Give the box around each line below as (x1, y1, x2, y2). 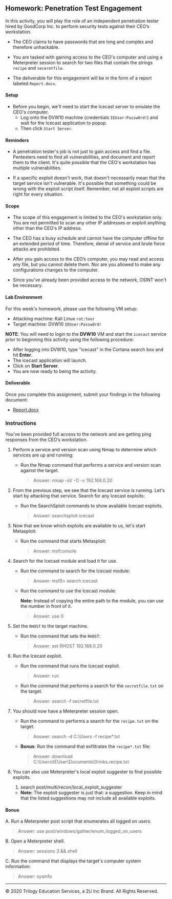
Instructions (5, 419, 37, 427)
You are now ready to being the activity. (12, 368, 97, 374)
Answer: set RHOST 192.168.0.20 (33, 643, 103, 649)
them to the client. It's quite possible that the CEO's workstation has (12, 159, 156, 166)
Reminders (5, 137, 29, 143)
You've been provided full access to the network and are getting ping (5, 431, 152, 437)
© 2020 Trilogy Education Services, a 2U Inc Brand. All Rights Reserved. (5, 888, 159, 894)
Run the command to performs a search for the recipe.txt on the (20, 718, 159, 724)
